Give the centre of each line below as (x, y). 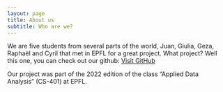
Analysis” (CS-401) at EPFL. (47, 82)
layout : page (26, 13)
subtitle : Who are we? (40, 26)
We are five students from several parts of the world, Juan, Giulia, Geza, (111, 46)
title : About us (31, 20)
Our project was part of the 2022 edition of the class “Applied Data (103, 74)
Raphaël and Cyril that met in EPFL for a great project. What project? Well (112, 53)
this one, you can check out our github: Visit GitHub (81, 61)
